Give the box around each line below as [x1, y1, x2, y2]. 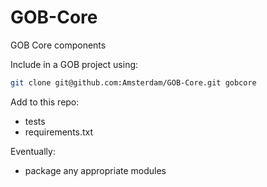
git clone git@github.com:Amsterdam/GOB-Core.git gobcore [10, 77, 257, 88]
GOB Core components [10, 39, 107, 51]
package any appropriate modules [24, 164, 167, 176]
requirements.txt [24, 126, 94, 138]
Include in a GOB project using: [10, 58, 139, 70]
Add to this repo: [10, 96, 80, 108]
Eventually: [10, 145, 56, 157]
